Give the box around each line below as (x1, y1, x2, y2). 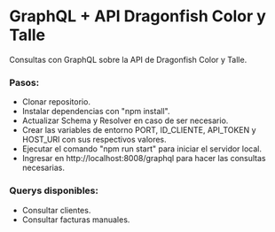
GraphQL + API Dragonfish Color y (9, 6, 266, 27)
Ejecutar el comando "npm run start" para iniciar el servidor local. (21, 143, 263, 154)
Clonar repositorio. (21, 97, 91, 107)
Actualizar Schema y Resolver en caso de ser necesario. (21, 115, 229, 126)
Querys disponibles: (9, 184, 99, 197)
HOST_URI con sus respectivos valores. (21, 135, 167, 145)
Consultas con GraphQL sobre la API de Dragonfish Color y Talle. (9, 54, 247, 65)
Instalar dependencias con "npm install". (21, 106, 170, 117)
